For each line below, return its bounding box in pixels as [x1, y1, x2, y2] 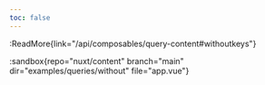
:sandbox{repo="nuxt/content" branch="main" [9, 55, 184, 66]
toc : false [9, 13, 51, 23]
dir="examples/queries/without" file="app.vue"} [9, 65, 190, 76]
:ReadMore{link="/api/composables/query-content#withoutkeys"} [9, 38, 257, 49]
